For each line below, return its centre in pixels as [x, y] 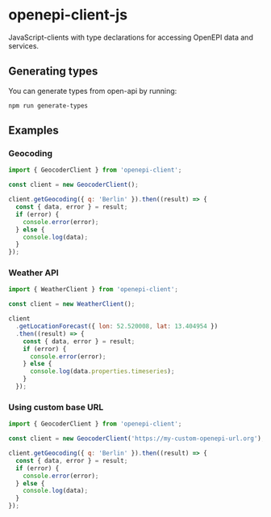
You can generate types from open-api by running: [93, 91]
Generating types [53, 72]
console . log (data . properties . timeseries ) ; [102, 371]
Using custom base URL [56, 407]
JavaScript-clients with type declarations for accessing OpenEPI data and [131, 37]
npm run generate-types [48, 106]
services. [23, 45]
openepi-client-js [68, 15]
